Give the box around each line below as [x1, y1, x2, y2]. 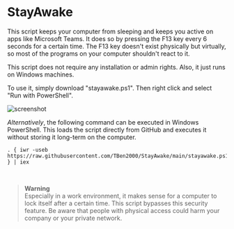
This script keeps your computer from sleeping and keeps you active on [7, 27, 214, 35]
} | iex [7, 158, 30, 166]
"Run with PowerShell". [7, 91, 73, 100]
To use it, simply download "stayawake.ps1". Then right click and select [7, 84, 212, 92]
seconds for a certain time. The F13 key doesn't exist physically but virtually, [7, 42, 226, 50]
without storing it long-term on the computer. [7, 133, 137, 141]
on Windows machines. [7, 70, 75, 79]
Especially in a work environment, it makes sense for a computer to [24, 191, 217, 200]
